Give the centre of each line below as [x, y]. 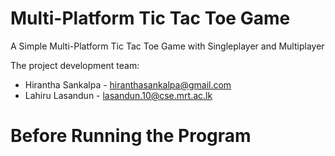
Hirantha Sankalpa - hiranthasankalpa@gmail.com [128, 84]
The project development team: [75, 65]
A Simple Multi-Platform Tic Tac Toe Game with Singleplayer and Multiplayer [167, 46]
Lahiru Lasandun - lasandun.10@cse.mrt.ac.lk [118, 95]
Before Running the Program [131, 136]
